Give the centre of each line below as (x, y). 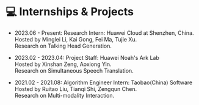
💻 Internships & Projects (70, 12)
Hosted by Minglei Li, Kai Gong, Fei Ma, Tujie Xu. (76, 39)
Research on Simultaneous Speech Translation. (74, 70)
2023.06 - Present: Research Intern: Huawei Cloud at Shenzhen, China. (104, 33)
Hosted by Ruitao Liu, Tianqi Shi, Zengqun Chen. (76, 89)
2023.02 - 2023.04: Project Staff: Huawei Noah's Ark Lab (87, 57)
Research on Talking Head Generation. (63, 46)
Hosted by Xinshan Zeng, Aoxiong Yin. (63, 64)
